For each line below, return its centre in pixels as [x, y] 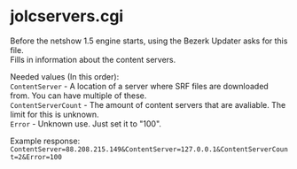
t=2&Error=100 [36, 157]
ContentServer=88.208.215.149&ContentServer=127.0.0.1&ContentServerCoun [149, 149]
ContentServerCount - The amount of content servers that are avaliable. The [148, 104]
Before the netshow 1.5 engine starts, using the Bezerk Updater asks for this [149, 41]
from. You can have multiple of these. [78, 96]
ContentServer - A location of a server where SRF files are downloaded [139, 86]
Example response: [45, 141]
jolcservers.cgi [67, 16]
